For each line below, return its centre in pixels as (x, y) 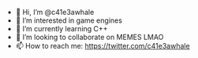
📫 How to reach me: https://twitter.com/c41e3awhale (103, 46)
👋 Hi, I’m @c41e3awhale (55, 12)
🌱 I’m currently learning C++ (62, 29)
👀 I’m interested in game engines (69, 20)
